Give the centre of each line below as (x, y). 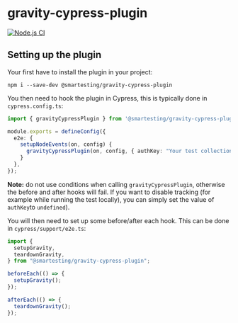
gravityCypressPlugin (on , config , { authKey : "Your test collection (129, 151)
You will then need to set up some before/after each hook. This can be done (118, 220)
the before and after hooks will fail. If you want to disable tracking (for (109, 192)
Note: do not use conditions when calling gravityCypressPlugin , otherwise (116, 184)
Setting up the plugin (55, 55)
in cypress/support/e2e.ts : (47, 228)
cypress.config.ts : (35, 106)
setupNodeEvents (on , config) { (66, 144)
